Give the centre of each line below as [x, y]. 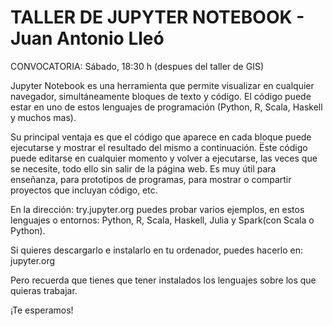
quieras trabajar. [44, 290]
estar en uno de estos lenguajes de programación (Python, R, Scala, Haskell [166, 107]
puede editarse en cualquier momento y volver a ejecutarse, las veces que [164, 158]
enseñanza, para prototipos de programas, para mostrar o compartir [151, 179]
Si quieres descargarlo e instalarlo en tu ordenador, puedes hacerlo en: [157, 250]
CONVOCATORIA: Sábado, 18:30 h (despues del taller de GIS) [137, 66]
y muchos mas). [43, 117]
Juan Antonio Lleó [87, 38]
